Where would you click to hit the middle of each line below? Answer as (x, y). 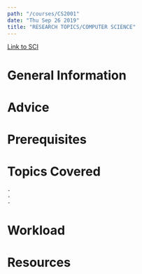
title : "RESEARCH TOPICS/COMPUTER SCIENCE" (72, 27)
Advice (28, 107)
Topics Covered (54, 172)
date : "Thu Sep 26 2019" (43, 20)
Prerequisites (47, 139)
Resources (39, 262)
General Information (67, 75)
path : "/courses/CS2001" (43, 14)
